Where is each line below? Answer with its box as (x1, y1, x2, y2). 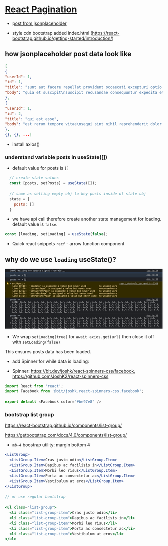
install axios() (12, 141, 40, 147)
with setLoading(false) (12, 339, 61, 345)
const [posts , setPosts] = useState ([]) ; (9, 181, 97, 186)
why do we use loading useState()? (5, 255, 116, 264)
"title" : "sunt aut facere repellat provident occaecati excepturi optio (5, 85, 162, 90)
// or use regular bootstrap (5, 494, 66, 499)
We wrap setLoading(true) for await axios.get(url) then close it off (12, 333, 154, 339)
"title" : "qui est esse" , (5, 116, 59, 121)
